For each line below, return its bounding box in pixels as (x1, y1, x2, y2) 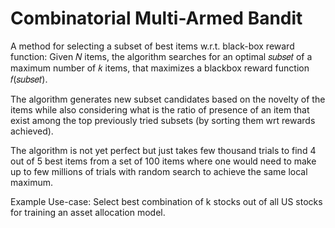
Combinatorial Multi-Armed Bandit (10, 7, 303, 30)
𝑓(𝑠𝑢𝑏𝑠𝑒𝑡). (10, 73, 48, 85)
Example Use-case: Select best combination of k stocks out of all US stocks (10, 195, 323, 207)
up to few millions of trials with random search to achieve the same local (10, 165, 308, 177)
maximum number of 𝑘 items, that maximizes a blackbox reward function (10, 62, 310, 74)
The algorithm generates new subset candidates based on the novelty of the (10, 93, 326, 105)
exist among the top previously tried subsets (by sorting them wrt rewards (10, 114, 316, 126)
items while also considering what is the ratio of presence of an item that (10, 103, 310, 116)
